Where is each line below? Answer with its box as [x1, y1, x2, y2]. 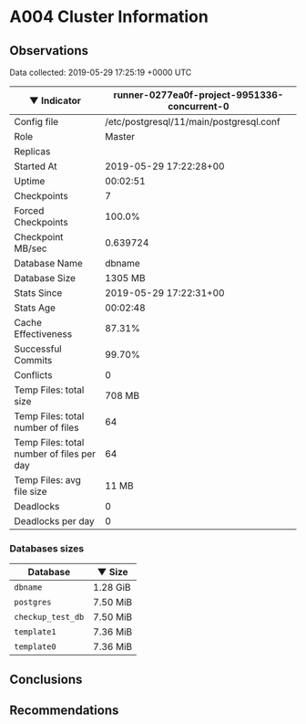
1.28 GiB [92, 582, 131, 594]
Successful [14, 342, 62, 355]
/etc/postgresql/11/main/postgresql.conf [104, 116, 280, 128]
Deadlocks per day [14, 515, 95, 527]
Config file [14, 116, 59, 128]
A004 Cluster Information [9, 6, 209, 27]
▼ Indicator [28, 94, 82, 107]
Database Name [14, 257, 84, 269]
